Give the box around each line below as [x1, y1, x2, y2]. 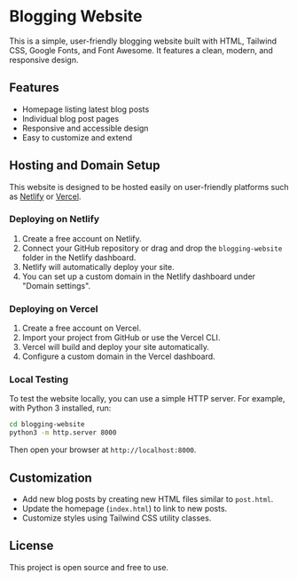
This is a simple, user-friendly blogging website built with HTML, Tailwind [9, 36, 277, 46]
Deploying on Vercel [9, 302, 98, 314]
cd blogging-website [9, 420, 86, 429]
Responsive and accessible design [21, 123, 149, 133]
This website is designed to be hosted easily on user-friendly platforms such [9, 181, 289, 192]
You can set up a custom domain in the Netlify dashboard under [21, 271, 255, 282]
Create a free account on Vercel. [21, 322, 142, 334]
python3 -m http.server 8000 [9, 428, 117, 437]
